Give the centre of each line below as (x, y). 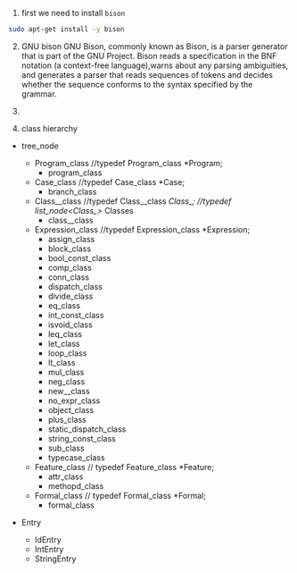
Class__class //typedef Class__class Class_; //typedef (133, 201)
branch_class (72, 191)
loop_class (67, 353)
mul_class (66, 372)
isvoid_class (70, 324)
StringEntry (55, 559)
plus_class (67, 419)
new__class (69, 391)
